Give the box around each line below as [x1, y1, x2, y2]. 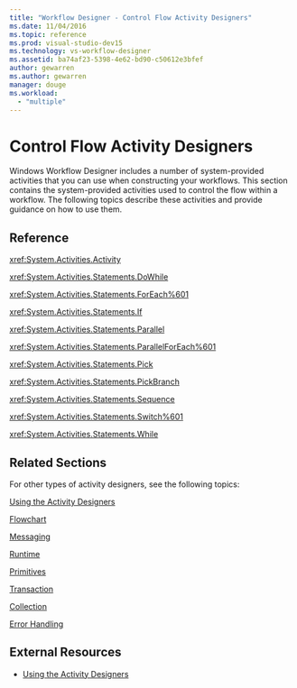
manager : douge [9, 80, 67, 89]
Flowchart [9, 513, 47, 524]
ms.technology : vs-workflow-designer [9, 47, 152, 56]
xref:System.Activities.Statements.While [9, 429, 159, 440]
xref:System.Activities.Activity [9, 254, 122, 265]
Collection [9, 601, 48, 611]
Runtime [9, 548, 41, 559]
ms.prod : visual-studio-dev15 [9, 38, 124, 48]
